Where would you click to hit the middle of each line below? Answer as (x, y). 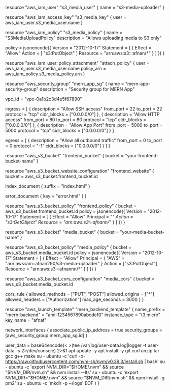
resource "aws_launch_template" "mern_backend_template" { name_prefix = (85, 309)
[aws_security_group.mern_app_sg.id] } (46, 335)
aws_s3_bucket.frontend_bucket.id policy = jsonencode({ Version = (76, 211)
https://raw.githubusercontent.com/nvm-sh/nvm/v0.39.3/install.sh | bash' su (85, 361)
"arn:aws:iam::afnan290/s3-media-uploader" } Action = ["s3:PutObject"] (81, 263)
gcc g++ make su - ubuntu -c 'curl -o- (45, 356)
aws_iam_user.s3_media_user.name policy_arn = (56, 68)
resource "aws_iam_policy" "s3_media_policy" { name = (64, 32)
